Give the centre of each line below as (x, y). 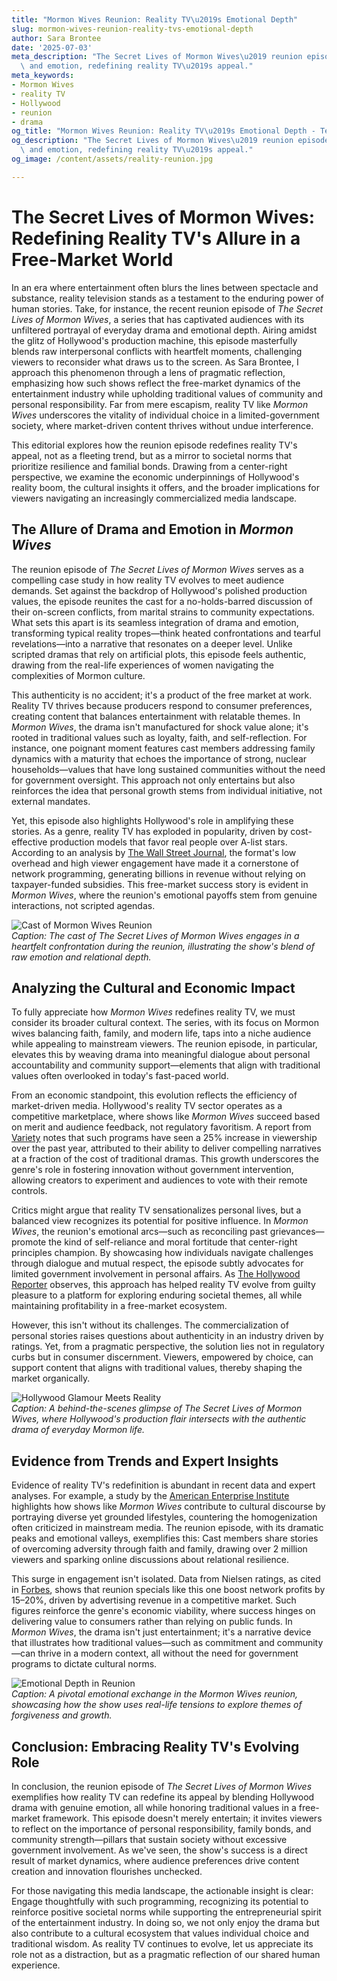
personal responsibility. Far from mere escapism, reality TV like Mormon (160, 404)
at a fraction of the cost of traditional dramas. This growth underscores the (165, 1159)
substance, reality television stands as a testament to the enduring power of (167, 298)
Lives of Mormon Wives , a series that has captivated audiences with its (158, 319)
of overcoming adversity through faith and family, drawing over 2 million (159, 1549)
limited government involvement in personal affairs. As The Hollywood (156, 1274)
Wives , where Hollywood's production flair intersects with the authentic (159, 1419)
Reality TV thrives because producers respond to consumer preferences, (162, 705)
